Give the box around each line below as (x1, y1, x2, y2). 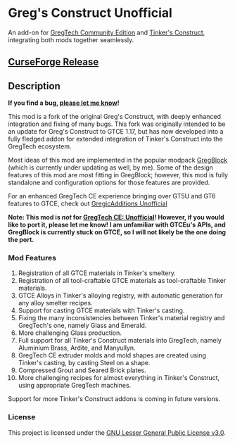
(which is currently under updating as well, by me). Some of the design (8, 163, 214, 172)
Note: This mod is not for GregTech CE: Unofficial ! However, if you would (8, 213, 224, 222)
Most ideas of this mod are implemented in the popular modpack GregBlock (8, 156, 228, 165)
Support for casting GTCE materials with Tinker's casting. (18, 306, 185, 315)
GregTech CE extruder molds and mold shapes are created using (18, 351, 207, 360)
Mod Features (8, 253, 57, 263)
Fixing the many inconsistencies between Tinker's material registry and (18, 314, 225, 322)
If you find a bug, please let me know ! (8, 99, 120, 107)
